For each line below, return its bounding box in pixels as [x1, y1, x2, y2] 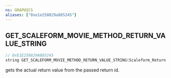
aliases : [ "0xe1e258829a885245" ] [5, 12, 77, 17]
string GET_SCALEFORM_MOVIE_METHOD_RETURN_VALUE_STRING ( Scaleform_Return [5, 57, 166, 63]
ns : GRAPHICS [5, 7, 33, 13]
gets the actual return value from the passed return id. [5, 67, 120, 73]
